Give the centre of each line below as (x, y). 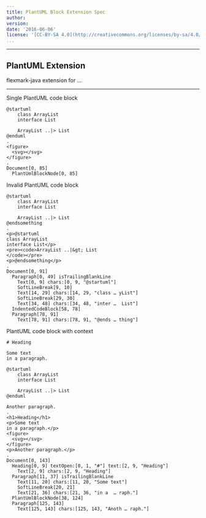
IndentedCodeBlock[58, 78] (46, 309)
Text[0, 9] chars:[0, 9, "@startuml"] (67, 282)
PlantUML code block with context (50, 331)
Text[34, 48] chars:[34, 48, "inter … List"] (78, 303)
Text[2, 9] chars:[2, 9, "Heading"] (64, 471)
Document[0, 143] (29, 460)
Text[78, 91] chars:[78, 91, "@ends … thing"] (78, 320)
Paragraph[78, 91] (36, 314)
